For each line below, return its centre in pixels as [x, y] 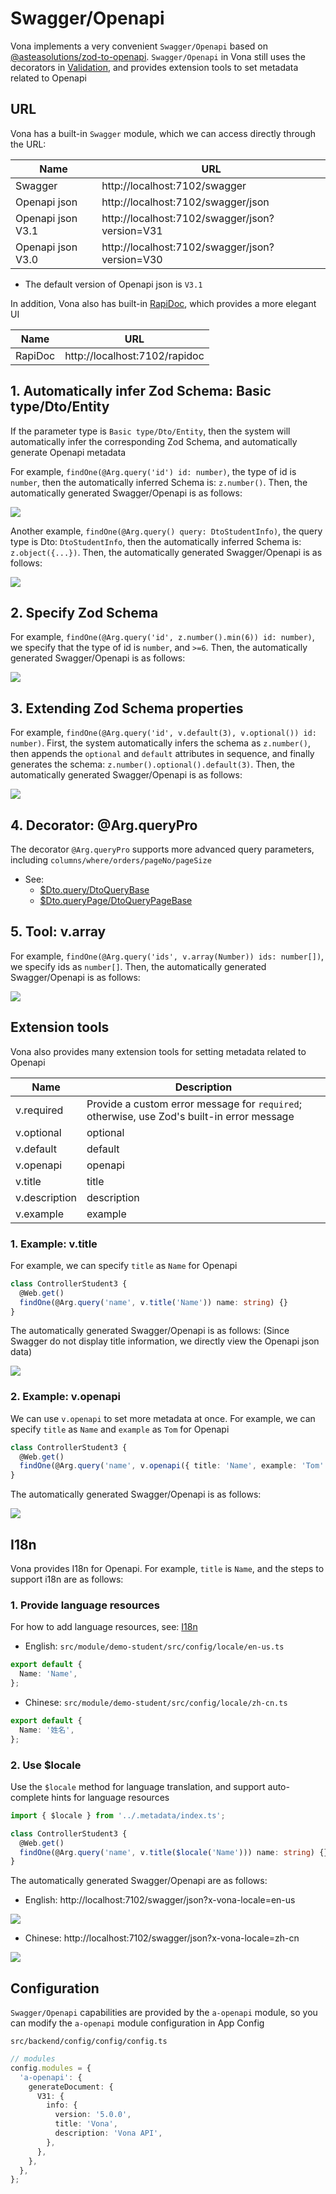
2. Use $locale [46, 1765]
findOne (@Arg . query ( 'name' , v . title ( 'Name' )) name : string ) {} [153, 1302]
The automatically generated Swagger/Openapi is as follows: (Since [150, 1331]
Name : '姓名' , [47, 1730]
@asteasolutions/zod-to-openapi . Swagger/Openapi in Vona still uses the [158, 56]
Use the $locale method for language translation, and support [138, 1786]
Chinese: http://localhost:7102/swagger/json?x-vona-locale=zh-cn [162, 1938]
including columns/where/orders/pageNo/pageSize [111, 860]
